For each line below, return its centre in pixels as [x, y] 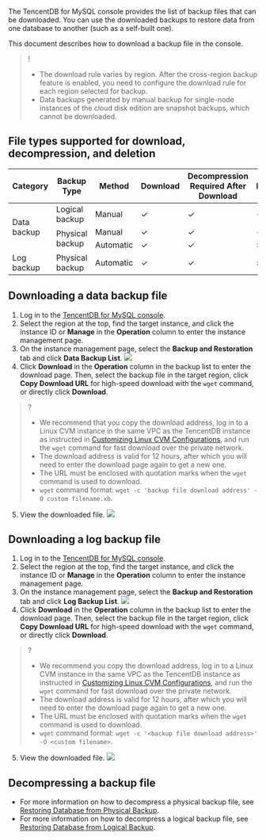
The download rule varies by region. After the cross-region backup [148, 74]
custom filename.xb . [80, 498]
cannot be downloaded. [78, 116]
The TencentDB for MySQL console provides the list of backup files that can [132, 11]
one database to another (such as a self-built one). [91, 28]
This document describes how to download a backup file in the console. [126, 44]
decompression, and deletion [82, 154]
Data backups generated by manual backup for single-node [137, 99]
